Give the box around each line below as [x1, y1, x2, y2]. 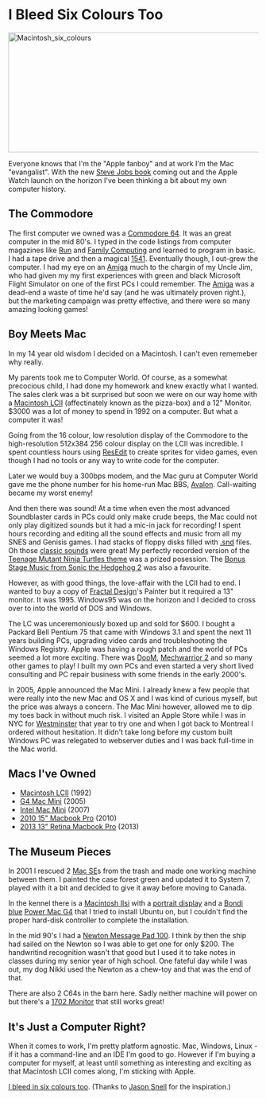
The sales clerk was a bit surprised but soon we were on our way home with [8, 389, 258, 399]
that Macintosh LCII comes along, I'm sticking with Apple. [8, 1066, 196, 1076]
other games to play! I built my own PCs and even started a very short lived [8, 661, 254, 670]
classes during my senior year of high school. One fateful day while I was [8, 957, 248, 966]
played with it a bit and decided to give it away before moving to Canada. [8, 883, 247, 893]
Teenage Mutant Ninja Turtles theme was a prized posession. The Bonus [8, 554, 246, 563]
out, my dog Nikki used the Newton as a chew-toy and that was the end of [8, 965, 252, 974]
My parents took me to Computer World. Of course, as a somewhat [8, 372, 228, 382]
